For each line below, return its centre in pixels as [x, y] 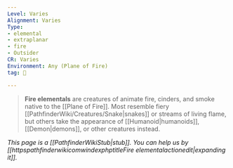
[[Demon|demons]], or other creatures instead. [92, 129]
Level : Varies [28, 14]
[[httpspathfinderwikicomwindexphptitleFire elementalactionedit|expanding [116, 150]
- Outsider [23, 53]
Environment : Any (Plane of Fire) [58, 66]
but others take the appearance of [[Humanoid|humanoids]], [112, 121]
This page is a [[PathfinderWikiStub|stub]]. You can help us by [98, 142]
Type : [15, 27]
